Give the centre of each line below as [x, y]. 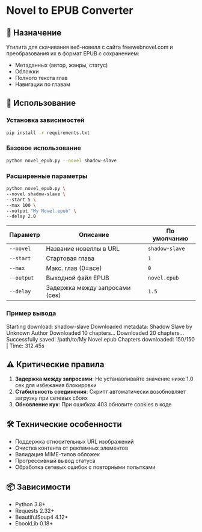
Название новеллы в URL [83, 249]
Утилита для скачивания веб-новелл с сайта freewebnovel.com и [90, 47]
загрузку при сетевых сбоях [51, 398]
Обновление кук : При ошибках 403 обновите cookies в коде [93, 405]
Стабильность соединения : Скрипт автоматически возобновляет [100, 392]
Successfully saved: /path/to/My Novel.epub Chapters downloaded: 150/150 [101, 339]
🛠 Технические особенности [64, 424]
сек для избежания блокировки [56, 385]
